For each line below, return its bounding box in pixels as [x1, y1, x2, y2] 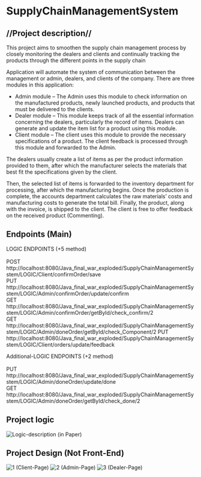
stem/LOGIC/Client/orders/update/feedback [6, 341, 115, 348]
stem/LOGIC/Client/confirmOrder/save [6, 270, 101, 278]
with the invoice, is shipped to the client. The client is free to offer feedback [6, 205, 193, 213]
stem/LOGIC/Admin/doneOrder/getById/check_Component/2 [6, 328, 157, 335]
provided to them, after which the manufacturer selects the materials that [6, 162, 187, 169]
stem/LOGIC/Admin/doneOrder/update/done [6, 378, 116, 385]
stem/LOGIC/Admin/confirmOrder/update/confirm [6, 290, 130, 297]
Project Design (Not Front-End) [6, 448, 125, 458]
